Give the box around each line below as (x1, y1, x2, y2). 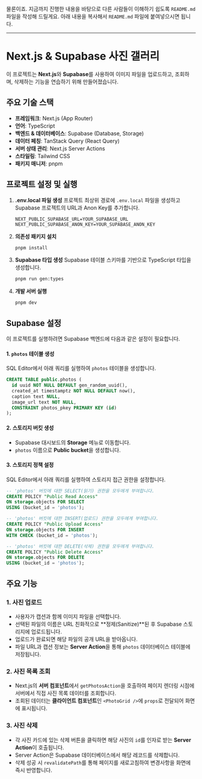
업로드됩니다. (31, 627, 62, 635)
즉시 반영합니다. (14, 766, 52, 774)
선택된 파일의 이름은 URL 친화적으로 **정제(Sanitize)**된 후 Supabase (14, 620, 182, 627)
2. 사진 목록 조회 (6, 667, 51, 675)
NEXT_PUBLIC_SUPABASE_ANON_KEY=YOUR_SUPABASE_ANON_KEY (14, 221, 156, 228)
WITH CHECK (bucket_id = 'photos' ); (6, 532, 98, 539)
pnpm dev (14, 300, 37, 306)
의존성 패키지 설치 (14, 232, 57, 240)
